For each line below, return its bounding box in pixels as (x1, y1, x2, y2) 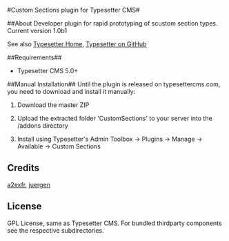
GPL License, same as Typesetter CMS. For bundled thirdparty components (7, 219, 222, 227)
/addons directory (17, 122, 69, 130)
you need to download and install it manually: (7, 88, 136, 95)
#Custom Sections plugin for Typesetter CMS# (7, 6, 140, 14)
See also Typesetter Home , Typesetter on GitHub (7, 40, 147, 48)
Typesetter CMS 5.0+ (17, 67, 79, 75)
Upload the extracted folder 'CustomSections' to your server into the (17, 114, 212, 122)
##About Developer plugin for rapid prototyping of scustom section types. (7, 19, 218, 27)
